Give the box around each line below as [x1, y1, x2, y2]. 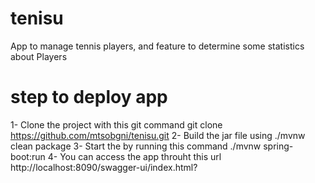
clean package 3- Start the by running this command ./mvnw [10, 140, 262, 152]
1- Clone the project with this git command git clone [10, 118, 223, 131]
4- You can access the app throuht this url [47, 150, 222, 162]
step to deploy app [10, 86, 168, 109]
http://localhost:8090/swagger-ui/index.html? [10, 161, 198, 173]
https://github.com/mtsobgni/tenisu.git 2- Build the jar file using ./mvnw [10, 129, 306, 141]
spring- [263, 140, 294, 152]
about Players [10, 50, 68, 62]
